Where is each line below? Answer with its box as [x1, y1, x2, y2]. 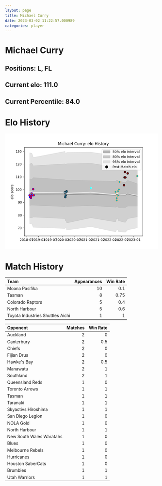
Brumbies [7, 467, 27, 473]
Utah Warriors [7, 474, 35, 480]
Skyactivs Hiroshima [7, 407, 48, 412]
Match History [5, 261, 64, 272]
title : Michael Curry [5, 13, 49, 18]
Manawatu [7, 366, 28, 371]
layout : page [5, 8, 32, 13]
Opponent [7, 325, 28, 331]
